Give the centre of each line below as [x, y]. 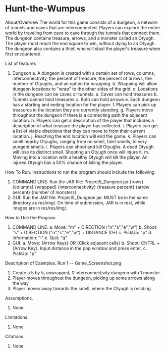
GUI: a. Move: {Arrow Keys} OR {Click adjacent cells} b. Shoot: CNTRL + [86, 243]
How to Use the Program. [31, 217]
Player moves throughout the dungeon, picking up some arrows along [83, 278]
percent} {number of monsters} [44, 192]
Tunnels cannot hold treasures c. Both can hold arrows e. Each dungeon [86, 99]
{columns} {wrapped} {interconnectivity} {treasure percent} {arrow [81, 187]
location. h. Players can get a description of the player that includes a [83, 120]
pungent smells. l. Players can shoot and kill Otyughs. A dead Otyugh [83, 147]
